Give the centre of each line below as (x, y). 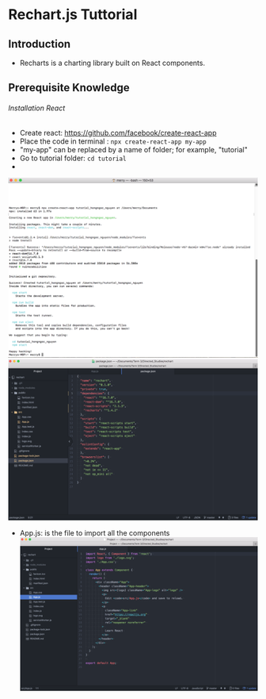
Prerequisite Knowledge (69, 88)
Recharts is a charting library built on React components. (112, 63)
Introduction (40, 44)
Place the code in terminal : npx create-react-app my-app (113, 141)
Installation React (37, 108)
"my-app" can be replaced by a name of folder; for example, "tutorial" (133, 149)
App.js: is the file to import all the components (95, 533)
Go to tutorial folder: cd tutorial (73, 158)
